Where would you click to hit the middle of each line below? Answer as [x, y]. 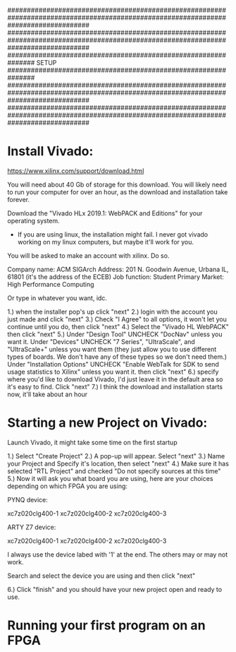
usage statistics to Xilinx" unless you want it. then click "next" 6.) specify [113, 372]
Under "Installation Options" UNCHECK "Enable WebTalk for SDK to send [113, 364]
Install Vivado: [50, 152]
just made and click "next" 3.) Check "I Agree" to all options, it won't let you [117, 319]
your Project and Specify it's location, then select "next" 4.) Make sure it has [118, 463]
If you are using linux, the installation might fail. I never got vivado [113, 234]
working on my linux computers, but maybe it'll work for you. [106, 242]
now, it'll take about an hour [48, 394]
